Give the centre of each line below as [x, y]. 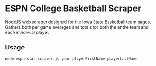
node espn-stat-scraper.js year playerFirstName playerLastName [71, 59]
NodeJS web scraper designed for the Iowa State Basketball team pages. [78, 22]
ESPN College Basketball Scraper [73, 8]
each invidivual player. [27, 32]
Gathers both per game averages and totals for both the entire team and [77, 27]
